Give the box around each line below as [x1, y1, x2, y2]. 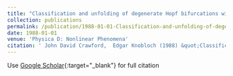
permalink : [7, 23, 39, 30]
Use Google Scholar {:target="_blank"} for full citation [7, 61, 159, 69]
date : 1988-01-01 [7, 29, 58, 37]
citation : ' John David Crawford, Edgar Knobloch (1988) [7, 42, 178, 49]
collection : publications [7, 17, 82, 23]
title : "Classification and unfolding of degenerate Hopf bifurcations [7, 10, 218, 17]
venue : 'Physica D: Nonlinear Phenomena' [7, 36, 129, 43]
